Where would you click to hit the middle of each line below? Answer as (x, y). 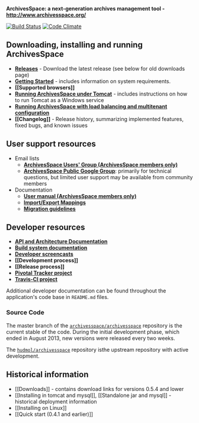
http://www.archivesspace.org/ (46, 15)
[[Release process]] (40, 267)
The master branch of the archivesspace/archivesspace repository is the (94, 325)
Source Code (25, 313)
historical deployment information (56, 401)
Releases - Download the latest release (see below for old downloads (100, 68)
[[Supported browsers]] (45, 87)
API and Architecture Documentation (61, 241)
